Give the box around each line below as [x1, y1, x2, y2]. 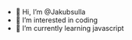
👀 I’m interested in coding [15, 15, 98, 25]
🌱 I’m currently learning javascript [15, 24, 124, 32]
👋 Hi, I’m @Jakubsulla [15, 8, 86, 16]
